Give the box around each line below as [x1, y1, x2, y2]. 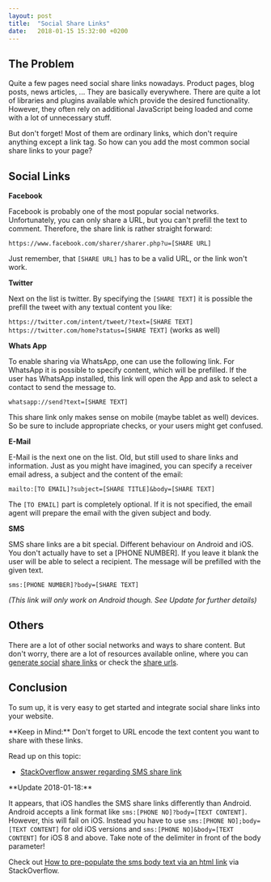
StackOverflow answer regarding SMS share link [19, 767, 182, 777]
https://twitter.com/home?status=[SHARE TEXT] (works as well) [8, 325, 221, 335]
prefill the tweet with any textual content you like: [8, 302, 172, 312]
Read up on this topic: [8, 751, 82, 760]
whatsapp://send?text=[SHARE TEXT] [8, 398, 129, 406]
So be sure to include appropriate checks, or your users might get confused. [8, 421, 264, 430]
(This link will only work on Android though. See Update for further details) [8, 595, 257, 605]
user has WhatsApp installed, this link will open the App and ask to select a [8, 374, 258, 383]
